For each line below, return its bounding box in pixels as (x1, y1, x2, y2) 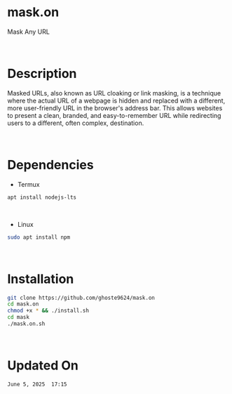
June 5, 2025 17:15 (7, 381, 68, 388)
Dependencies (7, 157, 94, 173)
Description (7, 66, 77, 81)
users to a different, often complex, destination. (7, 119, 144, 127)
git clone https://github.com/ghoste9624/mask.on (7, 294, 156, 301)
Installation (7, 271, 74, 287)
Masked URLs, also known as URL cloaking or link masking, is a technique (7, 88, 221, 97)
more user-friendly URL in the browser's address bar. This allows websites (7, 103, 223, 112)
